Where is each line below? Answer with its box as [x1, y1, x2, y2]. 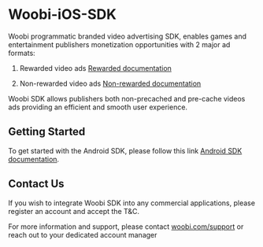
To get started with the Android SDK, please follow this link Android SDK [8, 146, 243, 155]
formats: [8, 48, 35, 57]
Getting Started [8, 125, 86, 138]
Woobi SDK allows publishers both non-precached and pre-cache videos [8, 94, 246, 103]
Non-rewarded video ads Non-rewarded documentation [19, 79, 202, 88]
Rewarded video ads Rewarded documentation [19, 63, 172, 72]
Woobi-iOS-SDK [8, 6, 117, 24]
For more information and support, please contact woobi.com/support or [8, 222, 244, 231]
